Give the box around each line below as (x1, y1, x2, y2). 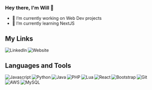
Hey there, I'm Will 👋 (5, 4, 54, 11)
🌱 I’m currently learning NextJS (12, 20, 75, 26)
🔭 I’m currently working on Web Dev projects (12, 15, 102, 21)
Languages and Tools (5, 61, 71, 70)
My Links (5, 34, 33, 43)
